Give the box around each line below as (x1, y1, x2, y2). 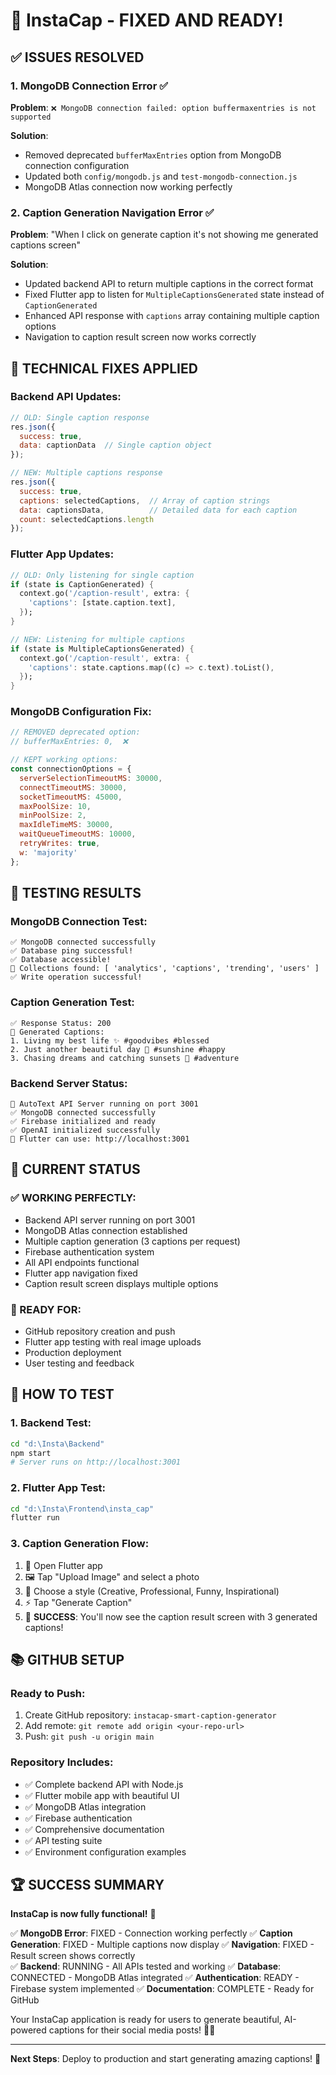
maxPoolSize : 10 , (19, 801, 92, 811)
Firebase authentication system (24, 1245, 155, 1258)
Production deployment (24, 1346, 122, 1358)
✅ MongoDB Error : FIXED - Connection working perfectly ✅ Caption (10, 1927, 293, 1939)
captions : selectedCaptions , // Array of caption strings (19, 495, 271, 506)
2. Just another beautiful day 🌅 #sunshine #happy (10, 1044, 226, 1054)
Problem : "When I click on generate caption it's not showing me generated (10, 229, 319, 241)
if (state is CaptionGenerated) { (10, 579, 155, 589)
